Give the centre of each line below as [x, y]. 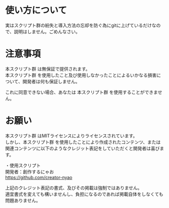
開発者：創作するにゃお [30, 172]
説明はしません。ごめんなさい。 [47, 31]
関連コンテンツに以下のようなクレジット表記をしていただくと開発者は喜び [82, 148]
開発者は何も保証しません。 [51, 81]
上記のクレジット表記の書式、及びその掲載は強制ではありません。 [74, 188]
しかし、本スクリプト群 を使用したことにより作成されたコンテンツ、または [83, 142]
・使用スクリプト [23, 165]
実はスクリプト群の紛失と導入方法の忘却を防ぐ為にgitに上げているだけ [79, 25]
